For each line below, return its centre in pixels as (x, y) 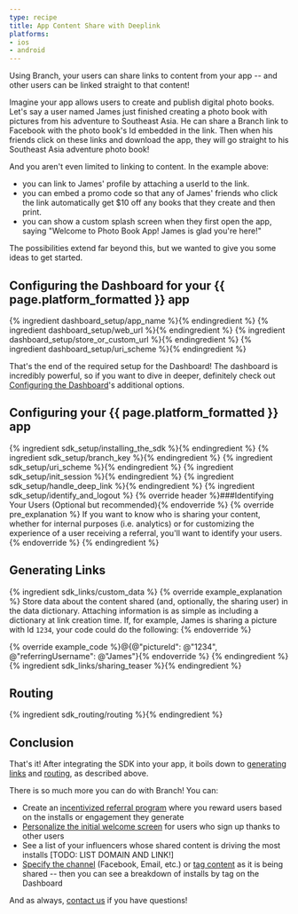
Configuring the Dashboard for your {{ (117, 285)
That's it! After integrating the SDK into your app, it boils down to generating (148, 764)
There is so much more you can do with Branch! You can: (114, 791)
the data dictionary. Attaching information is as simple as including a (134, 611)
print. (32, 212)
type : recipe (33, 17)
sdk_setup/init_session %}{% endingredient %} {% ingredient (122, 477)
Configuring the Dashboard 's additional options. (97, 385)
